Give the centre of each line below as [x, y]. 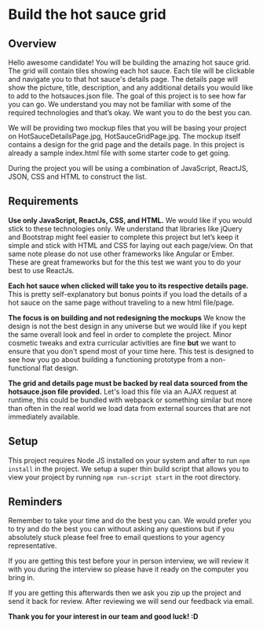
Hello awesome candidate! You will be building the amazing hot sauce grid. [130, 62]
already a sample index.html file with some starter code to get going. [119, 153]
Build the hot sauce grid [87, 15]
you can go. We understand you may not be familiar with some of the [120, 104]
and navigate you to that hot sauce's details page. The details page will [123, 79]
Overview [33, 44]
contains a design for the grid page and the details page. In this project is [126, 144]
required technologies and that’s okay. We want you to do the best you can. [130, 113]
